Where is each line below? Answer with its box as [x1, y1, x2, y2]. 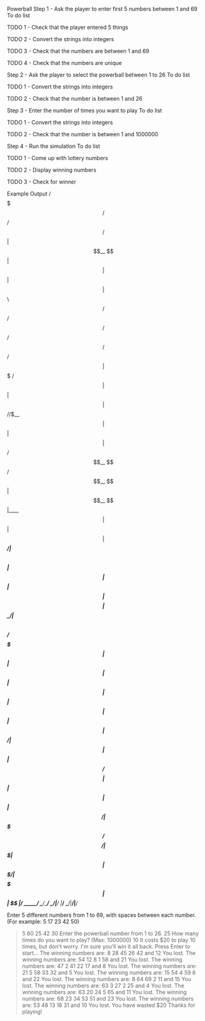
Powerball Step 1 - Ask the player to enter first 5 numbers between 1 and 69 [7, 6, 198, 12]
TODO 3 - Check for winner [7, 178, 76, 185]
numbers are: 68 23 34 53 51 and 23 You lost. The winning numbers [21, 995, 194, 1002]
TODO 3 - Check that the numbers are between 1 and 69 [7, 47, 149, 55]
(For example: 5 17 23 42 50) [7, 918, 80, 925]
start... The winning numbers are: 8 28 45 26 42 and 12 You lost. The [21, 949, 196, 957]
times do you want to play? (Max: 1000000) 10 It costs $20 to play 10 [21, 936, 196, 944]
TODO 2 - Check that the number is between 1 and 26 [7, 95, 143, 102]
